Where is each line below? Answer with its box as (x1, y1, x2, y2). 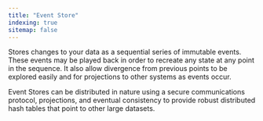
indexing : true (8, 19, 58, 27)
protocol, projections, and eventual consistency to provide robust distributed (8, 95, 256, 105)
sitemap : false (8, 26, 58, 34)
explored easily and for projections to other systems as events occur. (8, 72, 232, 82)
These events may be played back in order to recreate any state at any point (8, 55, 255, 65)
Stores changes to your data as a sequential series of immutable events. (8, 48, 242, 57)
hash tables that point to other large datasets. (8, 104, 155, 113)
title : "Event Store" (8, 11, 79, 20)
